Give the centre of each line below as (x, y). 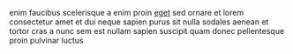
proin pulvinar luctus (46, 40)
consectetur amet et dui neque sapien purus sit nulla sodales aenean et (139, 22)
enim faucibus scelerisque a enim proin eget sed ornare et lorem (127, 13)
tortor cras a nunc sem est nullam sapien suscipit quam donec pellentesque (147, 31)
